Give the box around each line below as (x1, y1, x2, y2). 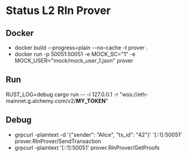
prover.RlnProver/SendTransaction (14, 138, 101, 145)
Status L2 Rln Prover (5, 4, 111, 18)
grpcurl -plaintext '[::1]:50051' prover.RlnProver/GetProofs (14, 144, 160, 151)
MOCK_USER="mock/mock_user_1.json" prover (14, 57, 134, 64)
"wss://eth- (119, 91, 148, 98)
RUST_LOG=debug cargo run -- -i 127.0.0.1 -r (5, 91, 118, 98)
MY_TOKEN (75, 97, 106, 104)
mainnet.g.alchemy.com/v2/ (5, 97, 76, 104)
